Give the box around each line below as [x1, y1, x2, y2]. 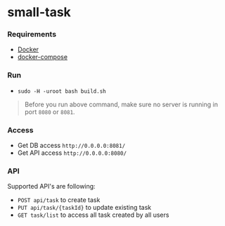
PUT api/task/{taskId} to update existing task [17, 203, 152, 212]
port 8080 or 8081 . [24, 107, 75, 116]
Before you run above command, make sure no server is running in [24, 100, 218, 108]
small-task [7, 4, 72, 20]
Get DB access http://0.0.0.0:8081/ [17, 142, 126, 150]
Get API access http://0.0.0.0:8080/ [17, 149, 127, 157]
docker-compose [17, 53, 68, 61]
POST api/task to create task [17, 196, 101, 204]
